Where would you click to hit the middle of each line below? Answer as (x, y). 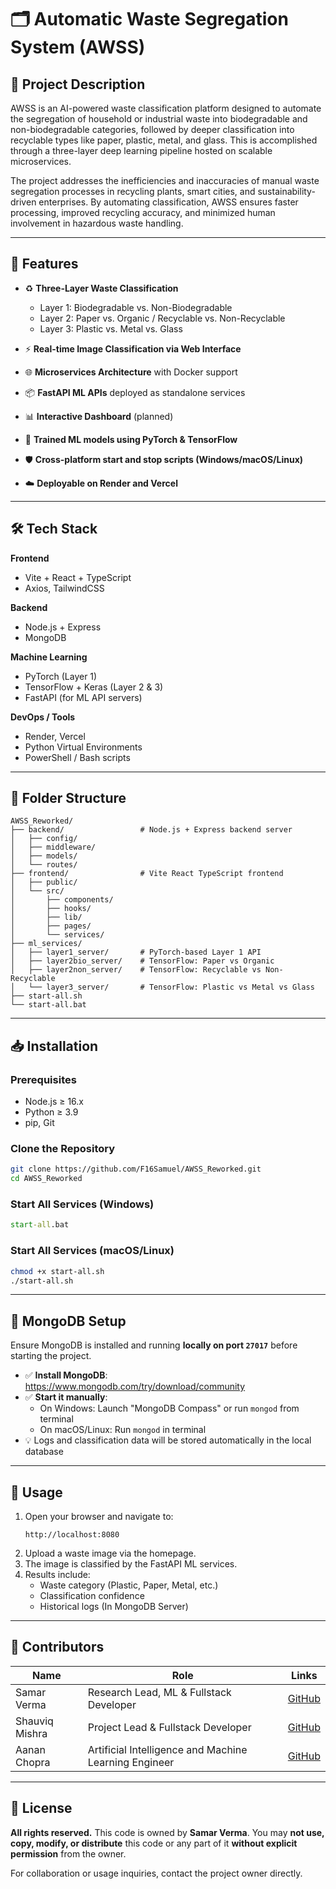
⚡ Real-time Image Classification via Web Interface (133, 348)
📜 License (41, 1808)
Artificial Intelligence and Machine (167, 1749)
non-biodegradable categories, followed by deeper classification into (152, 129)
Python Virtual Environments (83, 747)
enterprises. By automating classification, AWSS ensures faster (168, 202)
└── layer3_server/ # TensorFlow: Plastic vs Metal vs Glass (171, 987)
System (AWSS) (78, 47)
